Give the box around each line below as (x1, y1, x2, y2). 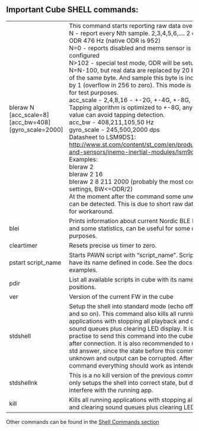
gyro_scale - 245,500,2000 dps (69, 125, 160, 134)
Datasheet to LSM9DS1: (69, 133, 136, 141)
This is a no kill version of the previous (69, 371, 176, 379)
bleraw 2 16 (69, 170, 103, 178)
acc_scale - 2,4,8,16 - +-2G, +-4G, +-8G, (69, 96, 191, 104)
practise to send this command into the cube (69, 332, 194, 340)
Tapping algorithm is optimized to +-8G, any (69, 103, 193, 112)
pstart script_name (9, 258, 62, 267)
